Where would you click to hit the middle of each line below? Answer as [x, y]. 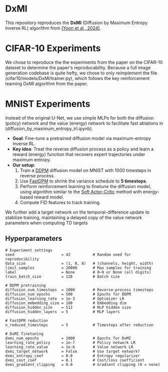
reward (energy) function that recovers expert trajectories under [79, 154]
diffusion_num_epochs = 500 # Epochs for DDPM [68, 294]
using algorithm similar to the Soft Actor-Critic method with [81, 192]
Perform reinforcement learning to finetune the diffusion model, [86, 186]
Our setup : [24, 165]
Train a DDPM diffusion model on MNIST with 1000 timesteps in [86, 170]
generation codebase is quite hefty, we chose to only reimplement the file [81, 73]
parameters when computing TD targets [46, 223]
